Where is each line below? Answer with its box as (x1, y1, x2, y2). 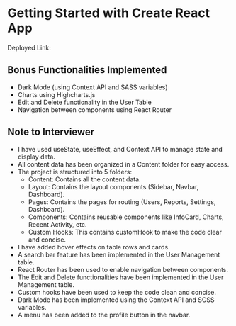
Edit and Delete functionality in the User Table (17, 98, 152, 106)
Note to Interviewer (7, 126, 95, 138)
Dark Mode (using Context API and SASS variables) (17, 83, 168, 91)
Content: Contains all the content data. (28, 175, 141, 184)
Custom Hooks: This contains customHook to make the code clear (28, 227, 222, 236)
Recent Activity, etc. (28, 220, 87, 228)
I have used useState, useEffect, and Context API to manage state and (17, 145, 223, 153)
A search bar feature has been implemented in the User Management (17, 250, 220, 259)
